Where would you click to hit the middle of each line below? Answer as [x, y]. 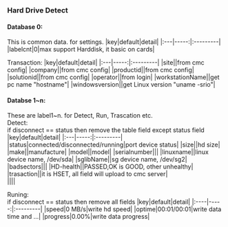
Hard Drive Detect [38, 10]
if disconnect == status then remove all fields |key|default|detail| [99, 202]
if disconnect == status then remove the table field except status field [106, 130]
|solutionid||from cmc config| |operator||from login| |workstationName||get [113, 77]
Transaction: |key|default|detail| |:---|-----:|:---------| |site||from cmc [106, 63]
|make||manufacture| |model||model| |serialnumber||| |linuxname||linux [108, 152]
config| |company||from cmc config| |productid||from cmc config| [101, 70]
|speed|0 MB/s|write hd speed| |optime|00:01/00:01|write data [133, 209]
